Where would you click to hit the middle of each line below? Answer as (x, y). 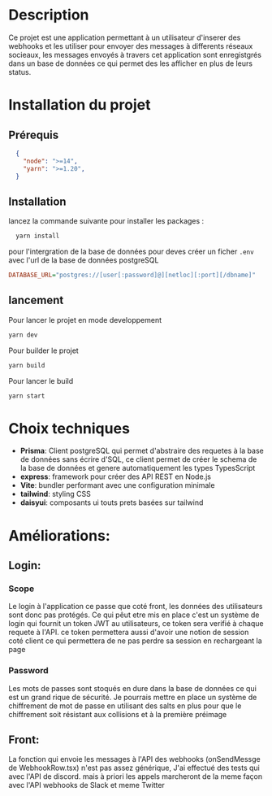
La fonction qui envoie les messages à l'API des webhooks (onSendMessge (135, 759)
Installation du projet (80, 105)
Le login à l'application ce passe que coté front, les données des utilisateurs (136, 607)
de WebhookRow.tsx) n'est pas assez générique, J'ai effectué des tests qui (134, 768)
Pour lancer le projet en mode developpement (85, 320)
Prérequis (34, 135)
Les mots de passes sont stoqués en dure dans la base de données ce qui (133, 688)
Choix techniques (69, 428)
